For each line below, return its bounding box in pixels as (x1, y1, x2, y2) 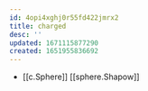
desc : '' (9, 30, 42, 39)
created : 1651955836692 (9, 47, 99, 56)
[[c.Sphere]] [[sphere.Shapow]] (22, 71, 140, 82)
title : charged (9, 22, 67, 31)
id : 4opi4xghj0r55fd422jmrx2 (9, 13, 119, 23)
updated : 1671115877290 (9, 38, 99, 48)
